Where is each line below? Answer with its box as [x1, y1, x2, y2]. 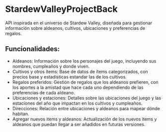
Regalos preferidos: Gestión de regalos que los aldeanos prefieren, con [12, 79, 159, 85]
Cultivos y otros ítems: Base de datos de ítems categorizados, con [12, 68, 148, 74]
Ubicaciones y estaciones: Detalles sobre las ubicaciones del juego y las [12, 95, 162, 101]
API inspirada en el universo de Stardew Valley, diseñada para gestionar [5, 20, 153, 26]
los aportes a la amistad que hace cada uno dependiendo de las [12, 84, 144, 90]
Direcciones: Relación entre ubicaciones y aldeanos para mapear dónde [12, 105, 160, 111]
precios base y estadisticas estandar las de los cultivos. [12, 73, 127, 80]
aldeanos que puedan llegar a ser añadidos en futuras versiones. [12, 121, 146, 127]
